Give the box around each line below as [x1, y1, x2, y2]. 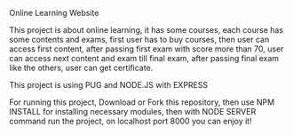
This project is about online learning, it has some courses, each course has [9, 25, 284, 35]
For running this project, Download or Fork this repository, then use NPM [9, 97, 275, 107]
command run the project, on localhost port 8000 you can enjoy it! [9, 115, 252, 126]
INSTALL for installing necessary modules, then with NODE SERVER [9, 107, 257, 116]
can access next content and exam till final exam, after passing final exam [9, 53, 280, 63]
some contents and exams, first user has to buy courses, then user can [9, 35, 270, 44]
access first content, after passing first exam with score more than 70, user [9, 44, 284, 54]
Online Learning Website [9, 8, 99, 18]
